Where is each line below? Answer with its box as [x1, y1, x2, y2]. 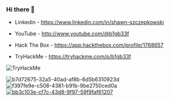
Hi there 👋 [6, 5, 36, 14]
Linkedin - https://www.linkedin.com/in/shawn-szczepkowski [14, 19, 164, 26]
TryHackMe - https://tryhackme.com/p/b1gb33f [14, 53, 131, 60]
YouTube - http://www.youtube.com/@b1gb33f [14, 30, 129, 37]
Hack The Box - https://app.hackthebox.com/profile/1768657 [14, 41, 164, 49]
